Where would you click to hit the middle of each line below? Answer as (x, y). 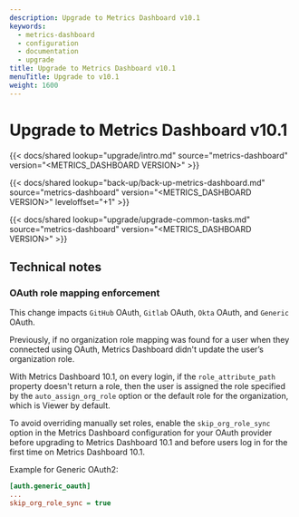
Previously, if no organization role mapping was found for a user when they (149, 340)
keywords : (28, 26)
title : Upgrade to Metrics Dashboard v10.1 (93, 69)
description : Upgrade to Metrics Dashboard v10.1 (105, 18)
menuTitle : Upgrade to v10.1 (64, 77)
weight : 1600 (34, 85)
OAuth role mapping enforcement (85, 293)
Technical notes (56, 267)
